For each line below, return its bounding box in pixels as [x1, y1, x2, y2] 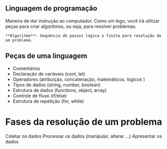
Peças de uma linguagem [5, 51, 88, 61]
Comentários [12, 65, 40, 71]
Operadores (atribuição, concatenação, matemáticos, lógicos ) [12, 76, 145, 82]
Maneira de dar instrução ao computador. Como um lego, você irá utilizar [5, 17, 160, 24]
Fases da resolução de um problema [5, 116, 162, 127]
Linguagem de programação [5, 4, 97, 13]
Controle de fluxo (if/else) [12, 92, 67, 99]
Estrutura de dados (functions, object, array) [12, 87, 107, 93]
